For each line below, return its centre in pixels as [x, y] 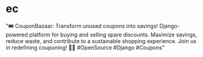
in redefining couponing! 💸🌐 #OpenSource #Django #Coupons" [85, 47]
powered [17, 35]
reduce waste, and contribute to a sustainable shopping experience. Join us [101, 41]
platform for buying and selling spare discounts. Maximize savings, [113, 35]
